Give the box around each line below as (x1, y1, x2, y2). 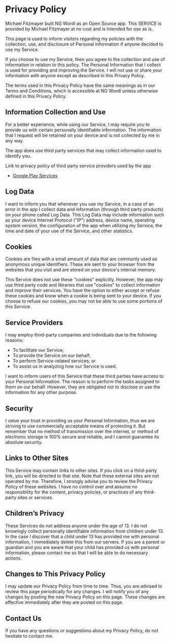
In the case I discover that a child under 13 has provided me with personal (5, 533, 159, 539)
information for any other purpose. (5, 389, 78, 395)
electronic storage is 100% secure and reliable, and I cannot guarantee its (5, 434, 159, 440)
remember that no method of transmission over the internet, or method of (5, 428, 159, 434)
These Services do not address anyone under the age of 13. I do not (5, 523, 148, 529)
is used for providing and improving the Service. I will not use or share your (5, 67, 162, 73)
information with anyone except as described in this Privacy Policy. (5, 72, 145, 78)
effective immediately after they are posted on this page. (5, 599, 124, 605)
